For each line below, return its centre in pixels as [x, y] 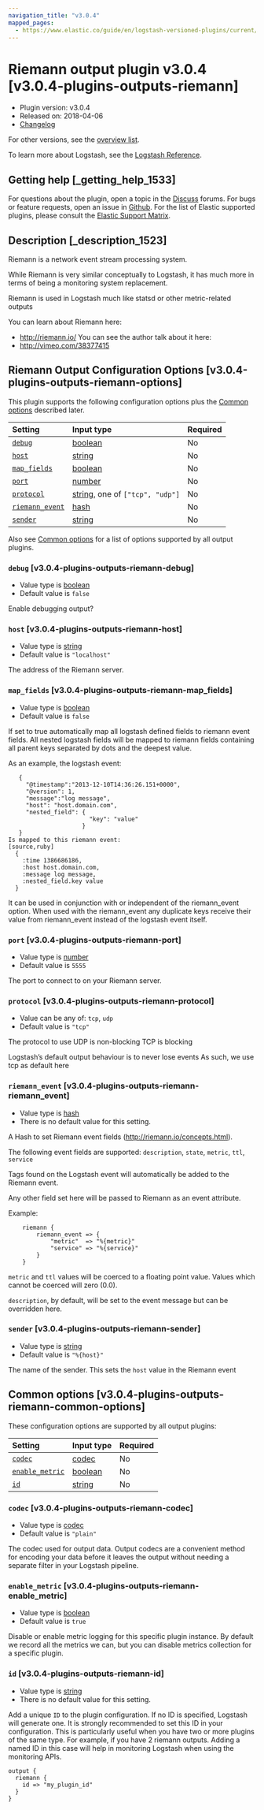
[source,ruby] [31, 847]
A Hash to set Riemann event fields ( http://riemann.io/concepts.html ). [121, 1137]
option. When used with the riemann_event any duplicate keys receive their [130, 911]
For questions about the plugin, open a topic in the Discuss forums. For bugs [132, 199]
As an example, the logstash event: [65, 763]
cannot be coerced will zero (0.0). [63, 1285]
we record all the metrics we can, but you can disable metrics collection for [130, 1645]
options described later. [46, 410]
